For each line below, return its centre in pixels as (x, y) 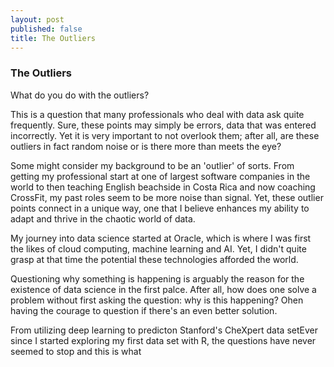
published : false (46, 29)
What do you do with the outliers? (80, 95)
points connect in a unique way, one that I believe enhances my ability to (160, 208)
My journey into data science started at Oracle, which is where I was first (161, 238)
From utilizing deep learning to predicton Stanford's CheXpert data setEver (164, 330)
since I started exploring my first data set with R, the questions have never (163, 340)
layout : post (37, 19)
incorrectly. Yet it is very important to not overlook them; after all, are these (165, 135)
